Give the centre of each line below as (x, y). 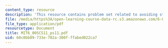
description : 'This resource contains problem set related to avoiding (81, 14)
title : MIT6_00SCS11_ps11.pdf (37, 33)
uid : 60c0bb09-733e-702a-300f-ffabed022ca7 (51, 38)
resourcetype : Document (30, 28)
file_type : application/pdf (34, 24)
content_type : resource (30, 10)
